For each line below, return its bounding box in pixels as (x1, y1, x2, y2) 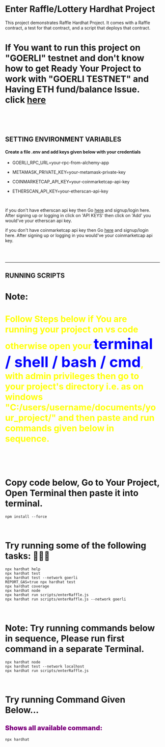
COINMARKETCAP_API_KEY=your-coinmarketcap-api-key (12, 179, 130, 185)
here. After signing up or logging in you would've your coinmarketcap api (5, 232, 153, 239)
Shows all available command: (5, 724, 103, 732)
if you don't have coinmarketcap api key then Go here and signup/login (5, 227, 149, 233)
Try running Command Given (5, 694, 126, 705)
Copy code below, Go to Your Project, (5, 477, 160, 488)
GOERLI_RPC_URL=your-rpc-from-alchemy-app (12, 160, 110, 166)
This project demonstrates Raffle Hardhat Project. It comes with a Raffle (5, 20, 151, 26)
